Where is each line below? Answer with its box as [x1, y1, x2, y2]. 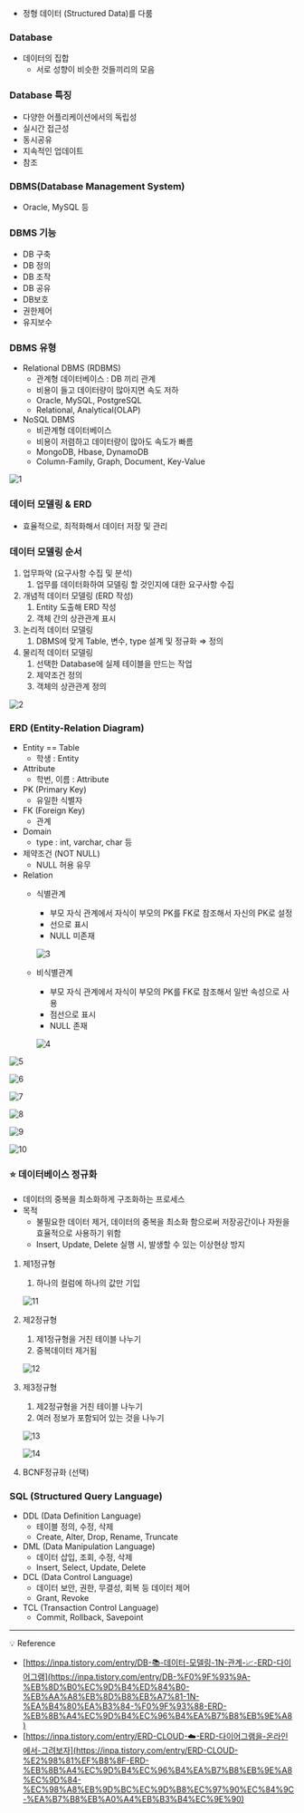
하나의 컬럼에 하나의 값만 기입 [35, 1277, 140, 1288]
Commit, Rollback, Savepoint [35, 1612, 144, 1623]
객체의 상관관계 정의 [35, 681, 107, 692]
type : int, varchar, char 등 [35, 837, 133, 848]
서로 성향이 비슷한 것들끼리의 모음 [35, 64, 156, 75]
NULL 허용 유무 [35, 859, 91, 870]
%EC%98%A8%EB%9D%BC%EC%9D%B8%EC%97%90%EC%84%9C [22, 1784, 295, 1795]
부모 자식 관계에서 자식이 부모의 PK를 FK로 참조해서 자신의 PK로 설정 [49, 907, 293, 918]
